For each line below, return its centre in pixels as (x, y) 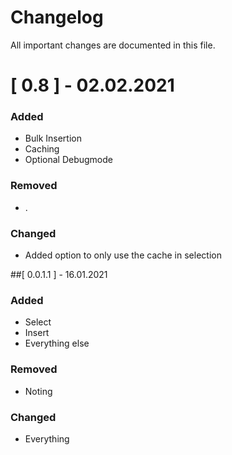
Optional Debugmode (68, 160)
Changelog (57, 17)
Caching (42, 149)
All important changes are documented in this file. (113, 45)
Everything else (57, 343)
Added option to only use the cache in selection (123, 255)
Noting (38, 391)
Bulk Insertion (53, 138)
